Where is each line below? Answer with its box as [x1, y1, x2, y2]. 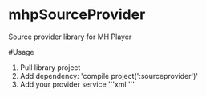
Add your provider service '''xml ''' [19, 80, 135, 89]
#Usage [8, 47, 34, 56]
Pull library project [19, 62, 81, 72]
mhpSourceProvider [8, 6, 146, 24]
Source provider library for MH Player [8, 32, 132, 41]
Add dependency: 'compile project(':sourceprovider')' [19, 71, 199, 80]
